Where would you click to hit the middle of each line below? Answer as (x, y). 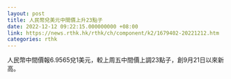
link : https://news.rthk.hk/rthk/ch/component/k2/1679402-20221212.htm (113, 33)
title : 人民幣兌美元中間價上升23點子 (55, 20)
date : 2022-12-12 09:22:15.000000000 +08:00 (73, 26)
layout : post (26, 14)
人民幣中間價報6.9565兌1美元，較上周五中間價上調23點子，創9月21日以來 (112, 60)
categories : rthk (32, 39)
